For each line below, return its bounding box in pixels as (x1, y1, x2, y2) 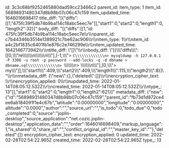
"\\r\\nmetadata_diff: (5, 73, 47, 79)
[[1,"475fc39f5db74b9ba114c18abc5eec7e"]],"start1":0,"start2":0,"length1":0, (5, 20, 163, 26)
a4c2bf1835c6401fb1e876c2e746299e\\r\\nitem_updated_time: (5, 42, 136, 47)
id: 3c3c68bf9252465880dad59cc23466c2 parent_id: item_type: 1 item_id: (5, 5, 161, 10)
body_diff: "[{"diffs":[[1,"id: (38, 26, 93, 32)
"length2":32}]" (5, 26, 38, 32)
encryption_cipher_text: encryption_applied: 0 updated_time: (24, 132, 150, 137)
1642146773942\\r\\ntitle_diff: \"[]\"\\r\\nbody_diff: (5, 47, 108, 53)
